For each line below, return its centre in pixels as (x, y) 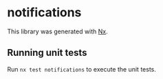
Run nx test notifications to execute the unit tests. (81, 69)
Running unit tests (47, 53)
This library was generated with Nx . (57, 31)
